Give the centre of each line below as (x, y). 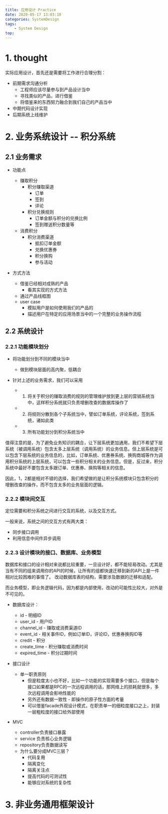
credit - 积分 (32, 640)
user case (30, 301)
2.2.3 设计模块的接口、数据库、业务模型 (53, 552)
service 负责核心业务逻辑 (45, 739)
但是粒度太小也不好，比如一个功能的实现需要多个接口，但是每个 (93, 680)
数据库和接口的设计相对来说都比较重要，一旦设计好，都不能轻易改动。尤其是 (84, 564)
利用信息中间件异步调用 (36, 538)
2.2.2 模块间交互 (25, 499)
